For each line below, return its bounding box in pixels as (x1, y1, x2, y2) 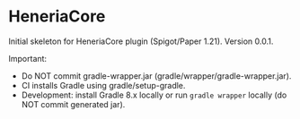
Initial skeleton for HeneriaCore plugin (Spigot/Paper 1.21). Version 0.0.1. (8, 36, 274, 47)
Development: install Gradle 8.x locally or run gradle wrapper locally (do (21, 89, 287, 100)
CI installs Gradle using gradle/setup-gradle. (21, 80, 186, 90)
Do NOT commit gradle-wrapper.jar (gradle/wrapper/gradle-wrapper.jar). (21, 70, 292, 81)
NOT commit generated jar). (21, 98, 126, 109)
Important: (8, 53, 47, 64)
